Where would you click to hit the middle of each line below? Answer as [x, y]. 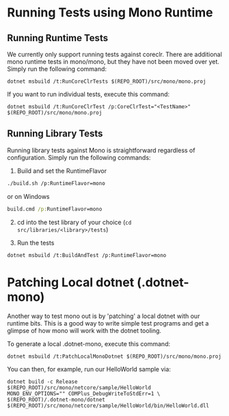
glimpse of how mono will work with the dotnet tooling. [84, 330]
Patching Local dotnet [71, 282]
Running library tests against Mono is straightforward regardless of [101, 150]
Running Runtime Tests [57, 38]
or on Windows [28, 196]
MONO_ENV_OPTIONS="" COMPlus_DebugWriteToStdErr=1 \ [84, 393]
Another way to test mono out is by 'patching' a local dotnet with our [104, 316]
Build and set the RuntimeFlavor [62, 171]
